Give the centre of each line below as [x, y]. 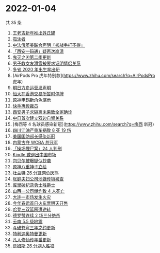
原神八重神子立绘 [30, 166]
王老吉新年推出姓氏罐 [34, 33]
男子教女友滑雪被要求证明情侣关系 [47, 63]
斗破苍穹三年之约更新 [34, 227]
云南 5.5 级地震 [27, 221]
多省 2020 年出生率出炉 [36, 69]
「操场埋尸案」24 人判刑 [37, 148]
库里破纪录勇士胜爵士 [34, 185]
